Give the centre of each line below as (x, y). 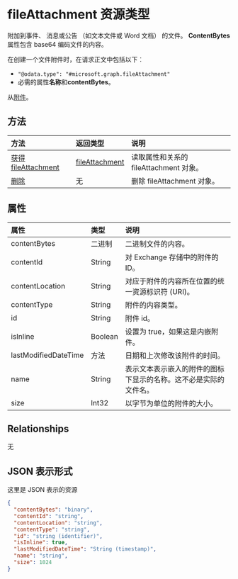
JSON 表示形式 (40, 471)
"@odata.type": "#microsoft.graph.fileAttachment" (94, 74)
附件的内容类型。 (153, 305)
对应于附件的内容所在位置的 (171, 281)
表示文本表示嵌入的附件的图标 (175, 369)
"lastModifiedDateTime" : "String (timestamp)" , (85, 549)
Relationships (38, 428)
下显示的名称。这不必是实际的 (175, 379)
